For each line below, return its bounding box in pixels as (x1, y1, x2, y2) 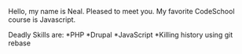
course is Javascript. (8, 15, 76, 24)
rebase (8, 38, 31, 48)
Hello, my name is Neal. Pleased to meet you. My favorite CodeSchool (8, 7, 235, 16)
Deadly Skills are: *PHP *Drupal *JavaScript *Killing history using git (8, 31, 233, 39)
